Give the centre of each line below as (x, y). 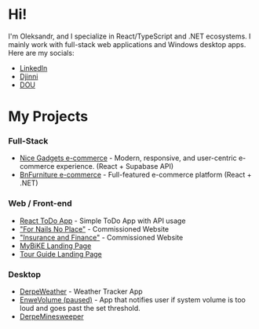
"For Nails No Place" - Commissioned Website (94, 228)
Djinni (29, 76)
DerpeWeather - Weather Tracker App (81, 291)
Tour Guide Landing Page (60, 254)
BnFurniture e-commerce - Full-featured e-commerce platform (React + (136, 175)
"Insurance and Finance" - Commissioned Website (101, 237)
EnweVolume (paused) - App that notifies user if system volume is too (132, 300)
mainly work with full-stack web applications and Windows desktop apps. (127, 44)
